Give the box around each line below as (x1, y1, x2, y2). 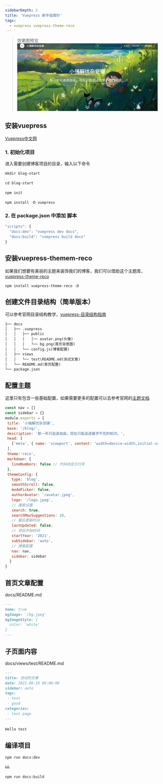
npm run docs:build (5, 774, 45, 780)
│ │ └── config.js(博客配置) (5, 347, 70, 352)
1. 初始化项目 (5, 148, 35, 155)
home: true (5, 607, 27, 612)
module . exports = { (5, 415, 45, 421)
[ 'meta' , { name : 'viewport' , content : (11, 441, 92, 446)
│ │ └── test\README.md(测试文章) (5, 357, 81, 362)
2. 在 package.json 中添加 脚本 (5, 212, 77, 219)
